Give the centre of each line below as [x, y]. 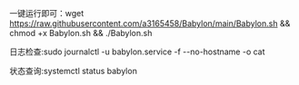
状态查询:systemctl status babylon [74, 71]
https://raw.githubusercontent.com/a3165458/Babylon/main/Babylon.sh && [150, 24]
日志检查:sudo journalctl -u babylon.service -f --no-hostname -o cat [137, 52]
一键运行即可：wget [47, 13]
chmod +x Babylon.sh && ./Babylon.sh [81, 33]
